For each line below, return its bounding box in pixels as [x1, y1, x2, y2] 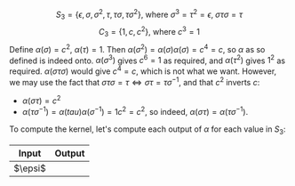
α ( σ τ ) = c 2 [21, 93, 61, 106]
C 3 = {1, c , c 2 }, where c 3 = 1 [98, 25, 201, 39]
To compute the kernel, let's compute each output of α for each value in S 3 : [9, 124, 286, 136]
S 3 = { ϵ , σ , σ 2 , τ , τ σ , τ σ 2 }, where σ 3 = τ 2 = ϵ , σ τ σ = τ [55, 8, 243, 21]
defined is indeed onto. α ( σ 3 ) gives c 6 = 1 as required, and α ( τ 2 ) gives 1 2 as [9, 53, 286, 66]
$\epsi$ [13, 162, 46, 174]
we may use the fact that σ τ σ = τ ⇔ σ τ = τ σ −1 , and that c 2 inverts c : [9, 75, 260, 87]
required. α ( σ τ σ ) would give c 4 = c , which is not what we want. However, [9, 64, 277, 77]
